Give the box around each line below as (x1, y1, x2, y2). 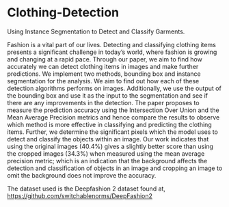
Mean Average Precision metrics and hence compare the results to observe (7, 113, 220, 121)
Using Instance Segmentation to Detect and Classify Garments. (7, 27, 185, 36)
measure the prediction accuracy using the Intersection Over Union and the (7, 106, 220, 114)
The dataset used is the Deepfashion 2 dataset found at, (7, 184, 166, 193)
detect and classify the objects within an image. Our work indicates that (7, 135, 209, 143)
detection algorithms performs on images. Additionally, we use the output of (7, 84, 222, 92)
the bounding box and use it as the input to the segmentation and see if (7, 91, 208, 100)
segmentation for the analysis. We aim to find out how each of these (7, 77, 200, 85)
